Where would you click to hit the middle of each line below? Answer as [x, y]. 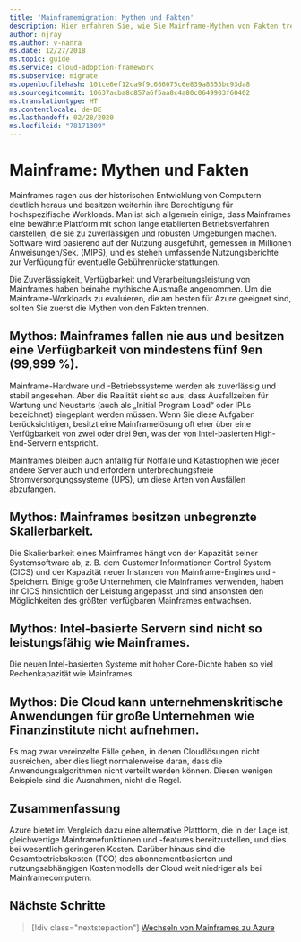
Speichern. [30, 581]
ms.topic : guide [39, 59]
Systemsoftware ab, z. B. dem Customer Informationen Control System [140, 563]
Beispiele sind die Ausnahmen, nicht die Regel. [95, 781]
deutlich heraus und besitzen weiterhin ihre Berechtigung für [121, 205]
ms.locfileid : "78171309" [57, 126]
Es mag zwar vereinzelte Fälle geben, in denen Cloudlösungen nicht [134, 752]
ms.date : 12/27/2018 [48, 51]
